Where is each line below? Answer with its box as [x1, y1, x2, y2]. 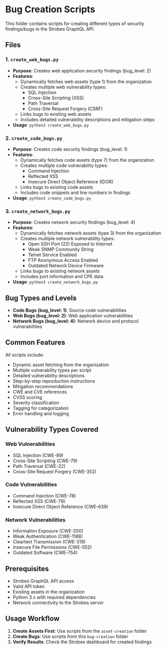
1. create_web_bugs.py [5, 56, 59, 63]
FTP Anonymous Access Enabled [28, 257, 98, 263]
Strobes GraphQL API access [12, 578, 74, 584]
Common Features [5, 338, 65, 347]
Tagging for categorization [12, 405, 69, 411]
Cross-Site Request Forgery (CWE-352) [12, 468, 97, 474]
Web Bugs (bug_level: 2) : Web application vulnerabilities [12, 313, 133, 319]
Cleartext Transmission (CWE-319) [12, 539, 86, 545]
